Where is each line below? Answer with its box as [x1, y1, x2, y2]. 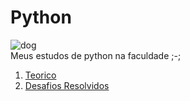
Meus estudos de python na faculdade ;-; [10, 49, 182, 61]
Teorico [24, 69, 57, 81]
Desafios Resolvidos [24, 79, 110, 91]
